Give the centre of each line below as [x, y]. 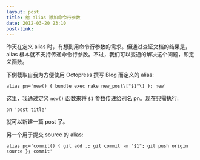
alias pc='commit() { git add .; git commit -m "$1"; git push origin [97, 146]
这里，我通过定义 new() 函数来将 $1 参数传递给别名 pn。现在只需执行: [92, 98]
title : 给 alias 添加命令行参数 [43, 18]
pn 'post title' [27, 110]
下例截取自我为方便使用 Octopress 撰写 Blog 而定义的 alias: [80, 75]
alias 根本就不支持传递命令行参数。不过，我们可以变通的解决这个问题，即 [98, 55]
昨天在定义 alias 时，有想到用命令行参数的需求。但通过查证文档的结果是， [98, 47]
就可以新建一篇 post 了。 [37, 122]
